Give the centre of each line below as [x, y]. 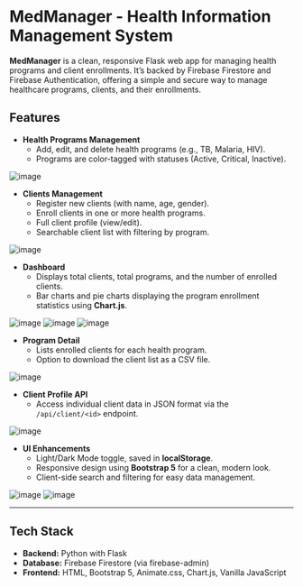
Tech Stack [41, 532]
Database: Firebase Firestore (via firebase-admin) [116, 563]
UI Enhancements [56, 448]
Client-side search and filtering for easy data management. [145, 477]
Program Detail [51, 340]
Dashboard [44, 267]
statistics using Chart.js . [82, 305]
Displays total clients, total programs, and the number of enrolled [156, 276]
